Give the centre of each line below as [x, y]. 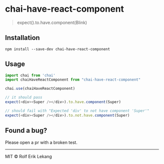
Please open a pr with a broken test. [41, 142]
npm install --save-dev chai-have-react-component [58, 49]
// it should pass [24, 98]
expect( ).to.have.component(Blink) [52, 22]
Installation [22, 38]
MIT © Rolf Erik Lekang [29, 156]
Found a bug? [26, 131]
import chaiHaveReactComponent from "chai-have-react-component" [73, 80]
